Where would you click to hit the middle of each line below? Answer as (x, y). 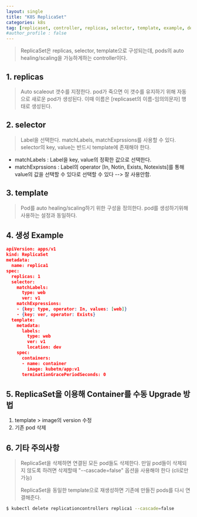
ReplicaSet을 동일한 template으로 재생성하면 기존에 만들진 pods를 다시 (102, 490)
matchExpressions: (39, 304)
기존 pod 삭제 (30, 427)
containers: (36, 358)
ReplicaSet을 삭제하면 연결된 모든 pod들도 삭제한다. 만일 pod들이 (96, 463)
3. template (27, 193)
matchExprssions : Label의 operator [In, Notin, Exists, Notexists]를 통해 (99, 167)
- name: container (44, 364)
